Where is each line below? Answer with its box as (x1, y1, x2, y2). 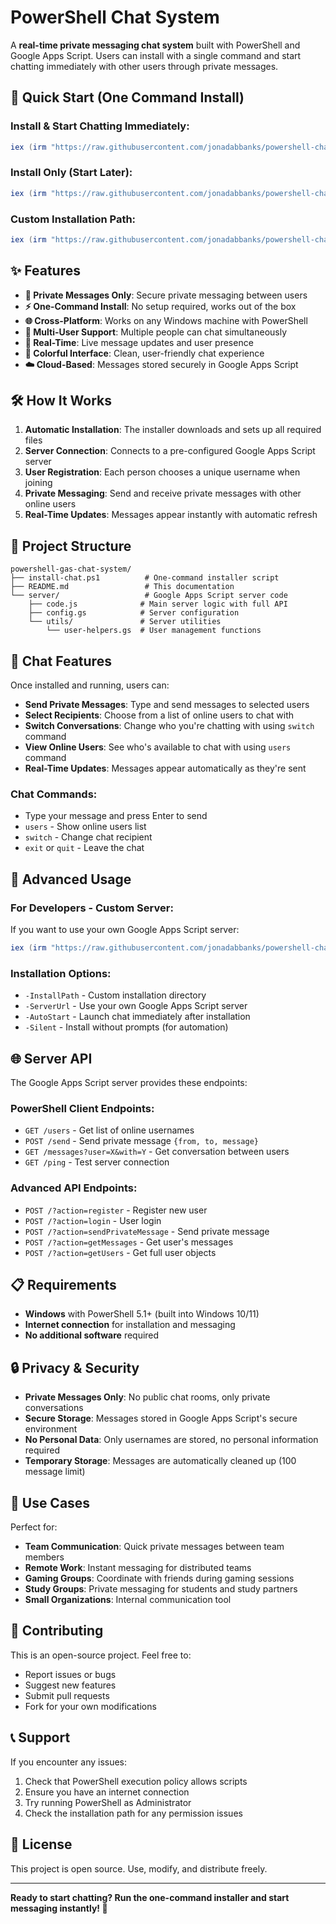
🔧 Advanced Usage (10, 871, 132, 888)
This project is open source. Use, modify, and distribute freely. (10, 1862, 268, 1875)
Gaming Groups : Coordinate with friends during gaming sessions (24, 1572, 295, 1585)
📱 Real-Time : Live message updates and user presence (24, 336, 254, 348)
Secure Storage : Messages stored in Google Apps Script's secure (24, 1412, 298, 1425)
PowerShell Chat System (10, 6, 220, 29)
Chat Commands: (10, 787, 98, 801)
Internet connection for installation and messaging (24, 1319, 236, 1331)
